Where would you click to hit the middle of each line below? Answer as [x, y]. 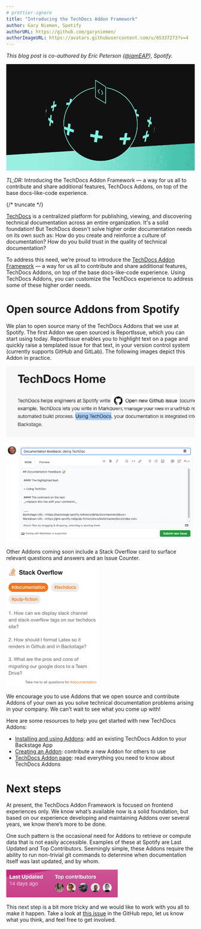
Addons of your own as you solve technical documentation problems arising [100, 703]
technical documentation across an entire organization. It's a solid [87, 223]
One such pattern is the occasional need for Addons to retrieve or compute [99, 836]
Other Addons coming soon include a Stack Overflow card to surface [91, 552]
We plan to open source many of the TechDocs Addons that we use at [92, 326]
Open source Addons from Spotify [93, 309]
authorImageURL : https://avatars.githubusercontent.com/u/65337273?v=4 [97, 38]
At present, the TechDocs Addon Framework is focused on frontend [90, 805]
